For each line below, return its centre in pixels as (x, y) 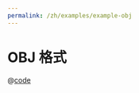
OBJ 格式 (37, 57)
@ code (19, 79)
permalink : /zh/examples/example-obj (70, 15)
